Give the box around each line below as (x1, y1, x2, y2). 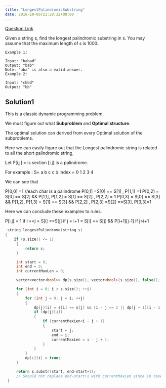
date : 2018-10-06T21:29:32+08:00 (5, 12, 74, 17)
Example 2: (5, 71, 28, 77)
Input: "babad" (5, 58, 37, 63)
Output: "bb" (5, 85, 32, 89)
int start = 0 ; (16, 259, 48, 264)
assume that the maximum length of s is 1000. (5, 40, 99, 46)
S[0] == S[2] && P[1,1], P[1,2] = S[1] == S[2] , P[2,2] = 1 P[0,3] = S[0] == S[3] (5, 194, 161, 200)
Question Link (5, 25, 34, 31)
